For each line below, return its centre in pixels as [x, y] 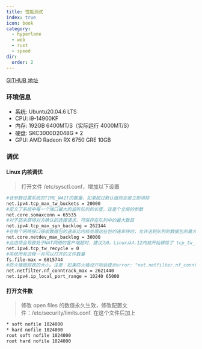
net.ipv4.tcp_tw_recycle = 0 [43, 248]
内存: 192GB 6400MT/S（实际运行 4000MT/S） [74, 125]
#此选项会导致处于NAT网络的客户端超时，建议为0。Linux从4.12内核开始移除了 [90, 243]
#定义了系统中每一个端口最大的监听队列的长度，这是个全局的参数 [75, 209]
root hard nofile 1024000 [38, 341]
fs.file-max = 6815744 [35, 260]
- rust [20, 46]
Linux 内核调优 [25, 172]
